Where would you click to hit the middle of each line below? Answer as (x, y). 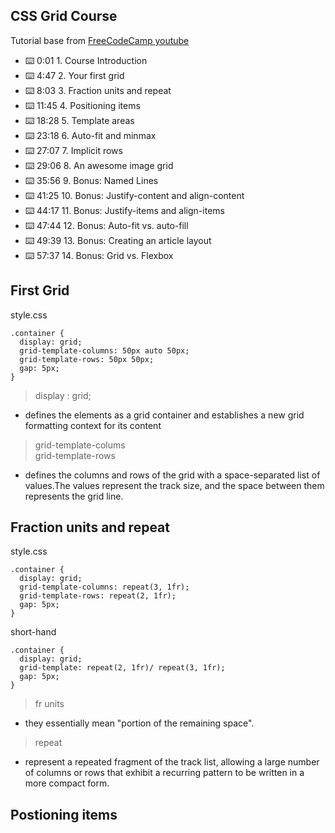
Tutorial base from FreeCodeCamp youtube (100, 40)
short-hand (33, 632)
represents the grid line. (74, 496)
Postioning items (64, 814)
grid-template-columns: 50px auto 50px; (104, 350)
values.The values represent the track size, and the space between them (174, 485)
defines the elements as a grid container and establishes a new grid (164, 415)
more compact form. (67, 783)
